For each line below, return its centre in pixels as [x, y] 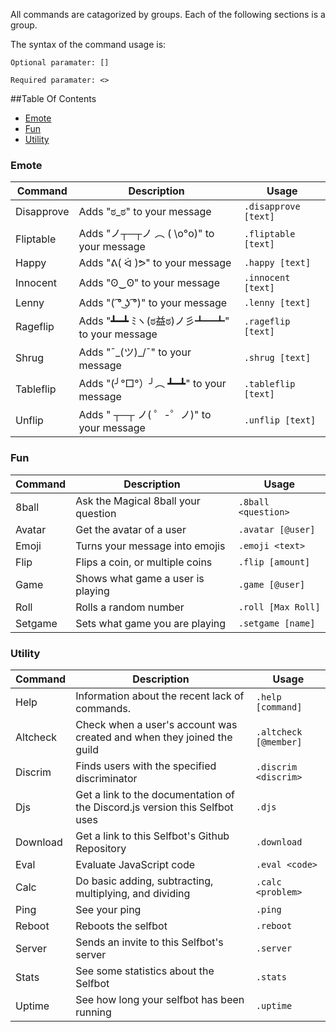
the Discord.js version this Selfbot [154, 807]
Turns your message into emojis [150, 546]
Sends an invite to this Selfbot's [149, 942]
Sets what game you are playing [151, 623]
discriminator [106, 778]
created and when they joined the [154, 737]
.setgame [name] [277, 623]
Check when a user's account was [156, 724]
